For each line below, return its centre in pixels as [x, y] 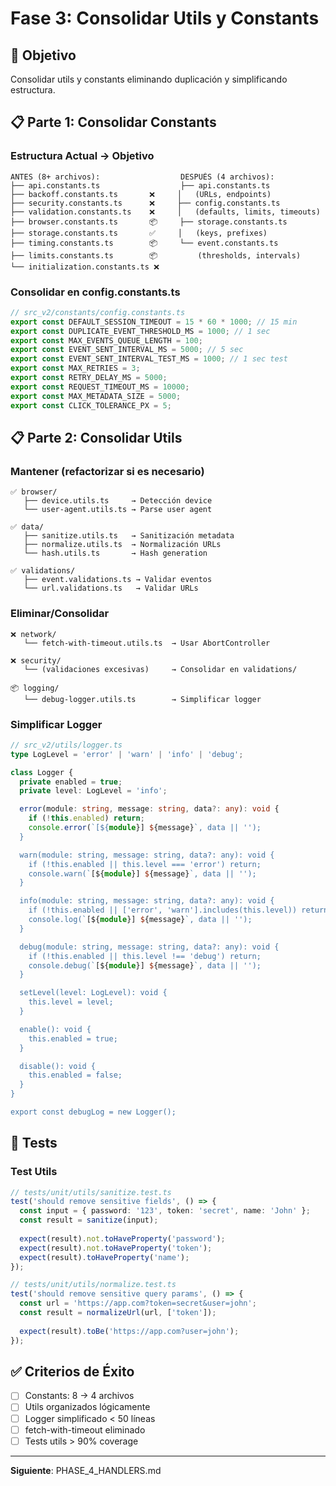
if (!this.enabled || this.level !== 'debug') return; [145, 956]
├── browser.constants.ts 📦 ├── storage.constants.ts [149, 222]
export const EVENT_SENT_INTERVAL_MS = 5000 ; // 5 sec [127, 350]
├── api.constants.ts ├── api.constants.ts [140, 185]
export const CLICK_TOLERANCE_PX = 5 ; [91, 405]
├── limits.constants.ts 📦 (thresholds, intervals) [156, 255]
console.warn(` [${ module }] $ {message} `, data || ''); [142, 873]
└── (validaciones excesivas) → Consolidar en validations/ [160, 669]
